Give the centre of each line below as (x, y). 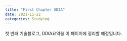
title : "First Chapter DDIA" (35, 10)
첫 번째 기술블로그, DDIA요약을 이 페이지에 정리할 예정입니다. (64, 34)
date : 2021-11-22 (23, 14)
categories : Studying (27, 19)
